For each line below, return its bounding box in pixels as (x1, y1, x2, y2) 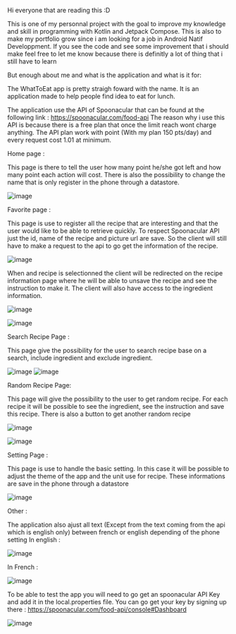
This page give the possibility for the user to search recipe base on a (7, 346, 207, 354)
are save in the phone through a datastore (7, 479, 129, 488)
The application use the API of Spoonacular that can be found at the (7, 106, 205, 114)
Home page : (7, 150, 45, 157)
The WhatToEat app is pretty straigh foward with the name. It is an (7, 85, 199, 92)
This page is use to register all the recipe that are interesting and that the (7, 219, 218, 227)
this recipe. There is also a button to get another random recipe (7, 409, 192, 418)
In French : (7, 563, 39, 571)
